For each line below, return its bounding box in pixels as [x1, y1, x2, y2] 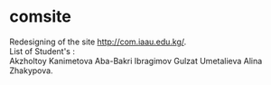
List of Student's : [9, 45, 75, 56]
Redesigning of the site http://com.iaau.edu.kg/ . [9, 36, 187, 47]
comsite [9, 6, 72, 27]
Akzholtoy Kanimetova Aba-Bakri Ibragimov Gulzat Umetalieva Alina [9, 55, 263, 66]
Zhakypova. [9, 65, 53, 76]
